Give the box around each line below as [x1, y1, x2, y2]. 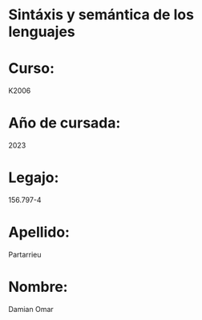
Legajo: [8, 168, 59, 187]
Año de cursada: [8, 114, 121, 132]
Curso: [8, 59, 55, 78]
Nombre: [8, 278, 68, 296]
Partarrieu [8, 249, 42, 259]
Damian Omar [8, 304, 54, 314]
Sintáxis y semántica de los [8, 6, 195, 24]
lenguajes [8, 22, 76, 41]
